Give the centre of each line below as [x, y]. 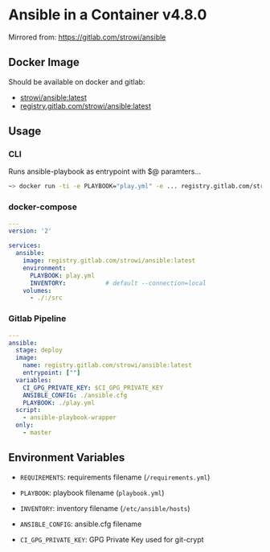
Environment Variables [67, 457]
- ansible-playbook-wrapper [70, 418]
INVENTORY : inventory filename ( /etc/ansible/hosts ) [105, 508]
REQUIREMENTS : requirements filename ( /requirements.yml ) [115, 477]
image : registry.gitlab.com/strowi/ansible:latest [109, 261]
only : [25, 425]
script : [29, 410]
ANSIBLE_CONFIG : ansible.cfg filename [81, 524]
